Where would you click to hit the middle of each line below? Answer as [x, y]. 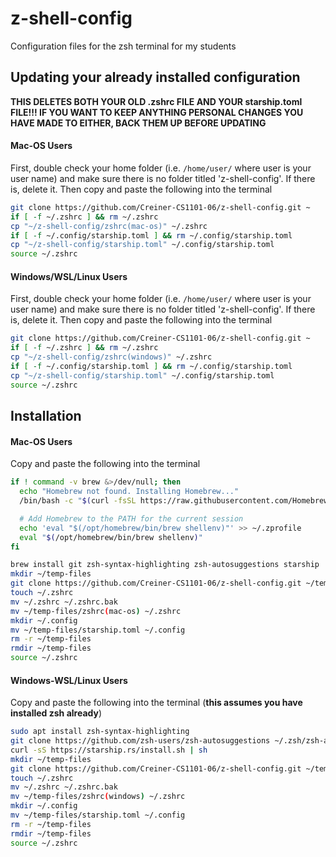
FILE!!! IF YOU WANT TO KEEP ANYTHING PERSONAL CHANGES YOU [157, 112]
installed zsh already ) [56, 713]
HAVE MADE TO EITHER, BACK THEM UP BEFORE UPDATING [138, 123]
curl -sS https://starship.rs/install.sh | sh [109, 750]
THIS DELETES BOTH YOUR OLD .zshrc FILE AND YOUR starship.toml [156, 101]
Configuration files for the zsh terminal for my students [123, 46]
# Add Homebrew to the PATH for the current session [131, 518]
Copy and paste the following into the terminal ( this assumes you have [156, 703]
